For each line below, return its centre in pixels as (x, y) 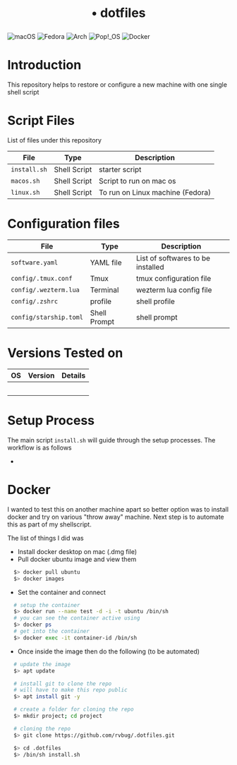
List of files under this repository (55, 140)
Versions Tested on (65, 353)
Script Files (41, 121)
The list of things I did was (45, 538)
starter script (120, 169)
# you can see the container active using (77, 618)
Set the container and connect (61, 592)
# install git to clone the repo (63, 683)
